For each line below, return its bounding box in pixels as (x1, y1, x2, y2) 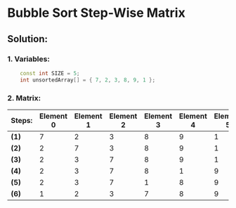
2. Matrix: (7, 93, 41, 103)
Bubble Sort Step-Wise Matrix (7, 5, 186, 21)
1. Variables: (7, 54, 51, 64)
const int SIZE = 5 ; (20, 70, 80, 77)
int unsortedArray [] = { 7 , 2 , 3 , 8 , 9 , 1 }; (20, 76, 156, 84)
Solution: (7, 33, 48, 45)
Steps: (11, 115, 33, 125)
